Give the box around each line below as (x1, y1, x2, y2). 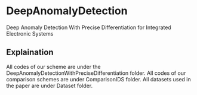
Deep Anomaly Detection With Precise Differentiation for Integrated (6, 24, 171, 31)
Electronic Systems (6, 30, 54, 37)
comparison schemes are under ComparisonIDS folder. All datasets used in (6, 75, 191, 83)
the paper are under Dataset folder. (6, 82, 93, 89)
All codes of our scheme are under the (6, 63, 101, 70)
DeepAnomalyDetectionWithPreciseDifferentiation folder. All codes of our (6, 69, 186, 77)
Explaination (6, 47, 54, 58)
